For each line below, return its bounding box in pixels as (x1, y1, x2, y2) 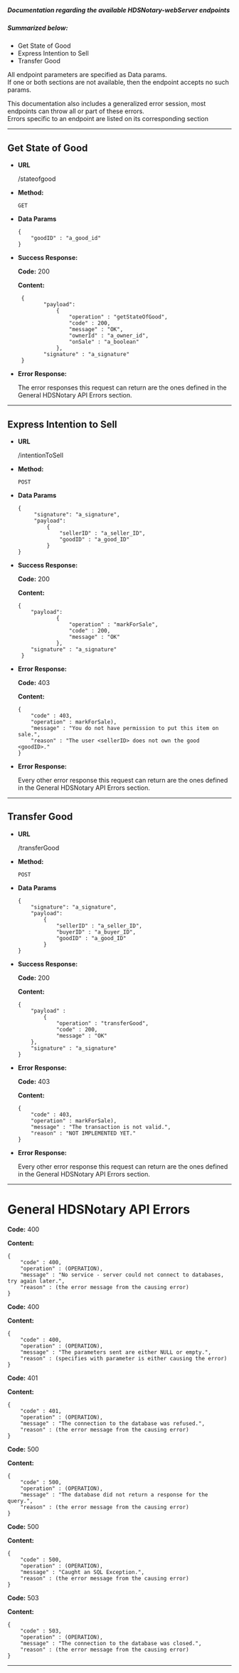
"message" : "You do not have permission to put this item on (31, 724, 219, 731)
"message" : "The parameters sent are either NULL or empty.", (20, 1348, 212, 1356)
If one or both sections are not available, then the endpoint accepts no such (7, 78, 230, 87)
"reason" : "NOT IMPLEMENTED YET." (31, 1130, 137, 1137)
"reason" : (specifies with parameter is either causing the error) (20, 1355, 228, 1362)
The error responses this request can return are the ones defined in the (17, 383, 227, 392)
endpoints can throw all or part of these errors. (7, 107, 144, 115)
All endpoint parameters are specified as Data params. (7, 71, 167, 79)
